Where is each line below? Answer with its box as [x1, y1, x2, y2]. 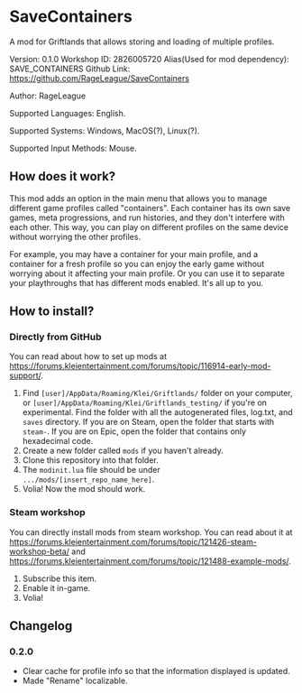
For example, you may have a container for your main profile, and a [9, 248, 259, 259]
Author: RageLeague [9, 90, 87, 101]
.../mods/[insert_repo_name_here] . [22, 474, 155, 485]
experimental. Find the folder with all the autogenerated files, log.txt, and [22, 407, 293, 418]
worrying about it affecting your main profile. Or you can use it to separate [9, 268, 286, 279]
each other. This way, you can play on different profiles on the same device [9, 221, 288, 232]
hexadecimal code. [22, 436, 94, 447]
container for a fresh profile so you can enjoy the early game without [9, 258, 264, 269]
